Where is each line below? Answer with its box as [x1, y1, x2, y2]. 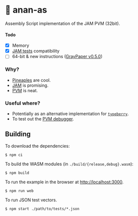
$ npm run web [5, 188, 34, 193]
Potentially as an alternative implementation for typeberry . [12, 111, 129, 117]
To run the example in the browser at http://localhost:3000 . [5, 179, 124, 185]
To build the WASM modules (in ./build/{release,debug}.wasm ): [5, 161, 134, 167]
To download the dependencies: [5, 143, 70, 149]
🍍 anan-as [5, 4, 47, 16]
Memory [12, 42, 29, 48]
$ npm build [5, 170, 29, 175]
